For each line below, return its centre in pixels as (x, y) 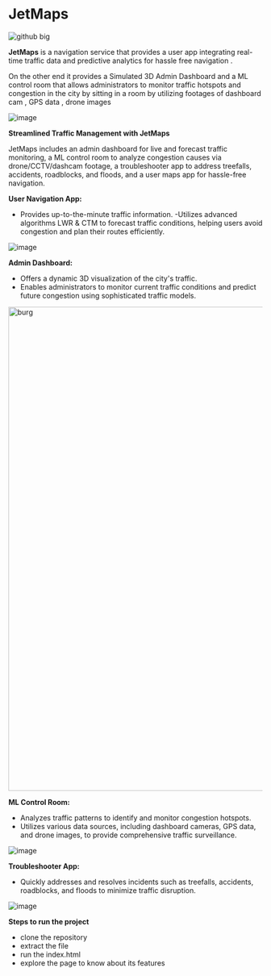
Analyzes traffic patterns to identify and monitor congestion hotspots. (135, 818)
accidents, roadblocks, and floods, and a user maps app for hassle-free (127, 174)
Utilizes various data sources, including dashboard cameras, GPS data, (138, 826)
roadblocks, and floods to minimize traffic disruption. (108, 890)
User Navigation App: (45, 198)
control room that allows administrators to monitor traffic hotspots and (125, 85)
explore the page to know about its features (92, 963)
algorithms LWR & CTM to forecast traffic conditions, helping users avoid (141, 223)
